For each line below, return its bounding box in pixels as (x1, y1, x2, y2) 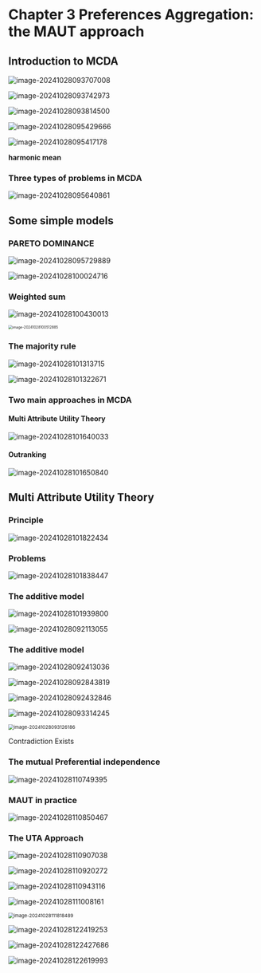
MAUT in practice (8, 794, 78, 806)
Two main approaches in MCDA (8, 394, 133, 405)
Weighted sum (8, 291, 66, 302)
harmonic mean (8, 153, 62, 162)
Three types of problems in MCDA (8, 172, 142, 183)
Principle (8, 514, 44, 526)
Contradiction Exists (8, 736, 74, 746)
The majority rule (8, 341, 76, 352)
